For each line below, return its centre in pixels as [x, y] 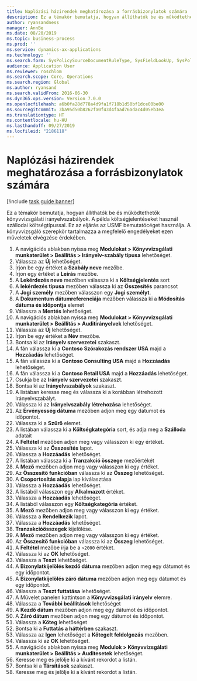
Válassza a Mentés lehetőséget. [54, 311]
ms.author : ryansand [32, 88]
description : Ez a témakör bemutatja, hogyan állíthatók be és [85, 17]
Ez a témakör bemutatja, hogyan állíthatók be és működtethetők [83, 213]
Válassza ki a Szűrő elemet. [49, 423]
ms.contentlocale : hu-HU [37, 121]
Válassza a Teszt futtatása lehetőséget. [63, 591]
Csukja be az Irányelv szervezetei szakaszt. [69, 379]
